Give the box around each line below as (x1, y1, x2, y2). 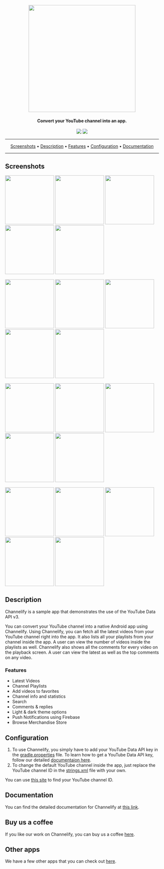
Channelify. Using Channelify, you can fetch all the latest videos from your (5, 628, 154, 634)
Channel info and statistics (12, 693, 66, 699)
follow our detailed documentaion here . (12, 757, 91, 763)
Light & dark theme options (12, 709, 67, 715)
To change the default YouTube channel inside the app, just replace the (12, 762, 156, 768)
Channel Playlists (12, 683, 47, 689)
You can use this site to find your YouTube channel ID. (5, 777, 114, 782)
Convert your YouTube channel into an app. (37, 117, 127, 124)
